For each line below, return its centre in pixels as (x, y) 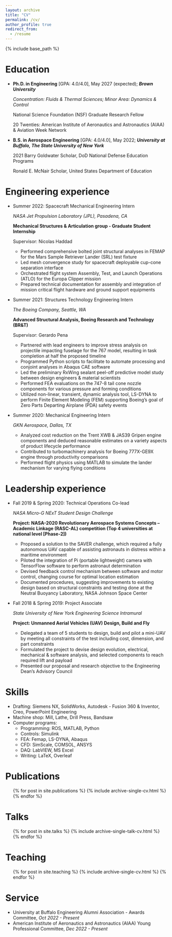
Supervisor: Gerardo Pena (40, 335)
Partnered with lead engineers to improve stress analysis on (84, 345)
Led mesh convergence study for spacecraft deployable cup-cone (91, 262)
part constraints (37, 644)
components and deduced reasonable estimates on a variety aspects (93, 440)
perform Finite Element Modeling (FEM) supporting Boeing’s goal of (92, 400)
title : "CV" (18, 15)
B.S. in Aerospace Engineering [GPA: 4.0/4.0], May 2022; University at (89, 140)
